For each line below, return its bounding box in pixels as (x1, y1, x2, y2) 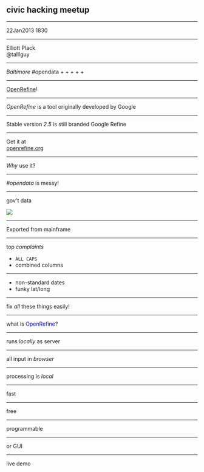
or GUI (6, 442, 23, 450)
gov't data (6, 197, 32, 204)
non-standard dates (15, 279, 65, 286)
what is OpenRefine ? (6, 320, 58, 327)
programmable (6, 425, 44, 432)
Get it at (6, 138, 26, 145)
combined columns (15, 261, 64, 268)
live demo (6, 460, 31, 467)
